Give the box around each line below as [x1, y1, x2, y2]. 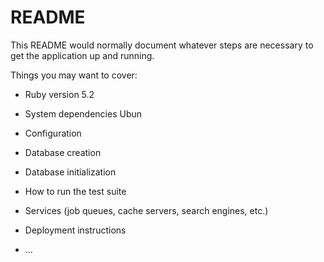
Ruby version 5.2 [24, 88, 95, 100]
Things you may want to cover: [10, 69, 138, 81]
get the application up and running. [10, 49, 155, 61]
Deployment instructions [24, 224, 127, 236]
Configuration [24, 127, 82, 139]
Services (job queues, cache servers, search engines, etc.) [24, 204, 269, 216]
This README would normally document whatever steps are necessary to [10, 39, 314, 51]
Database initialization [24, 166, 117, 178]
